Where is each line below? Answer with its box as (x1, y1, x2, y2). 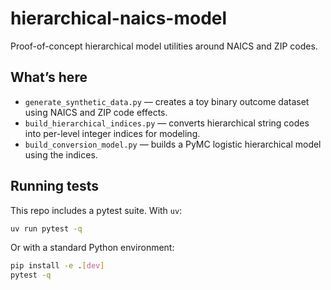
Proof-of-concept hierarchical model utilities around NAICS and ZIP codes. (10, 40, 318, 52)
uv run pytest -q (10, 223, 83, 234)
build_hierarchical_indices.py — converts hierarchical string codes (24, 117, 310, 129)
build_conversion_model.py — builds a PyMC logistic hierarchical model (24, 138, 322, 150)
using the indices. (24, 148, 98, 161)
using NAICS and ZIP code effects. (24, 106, 168, 118)
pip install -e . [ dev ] (10, 261, 105, 271)
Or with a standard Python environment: (10, 242, 175, 254)
